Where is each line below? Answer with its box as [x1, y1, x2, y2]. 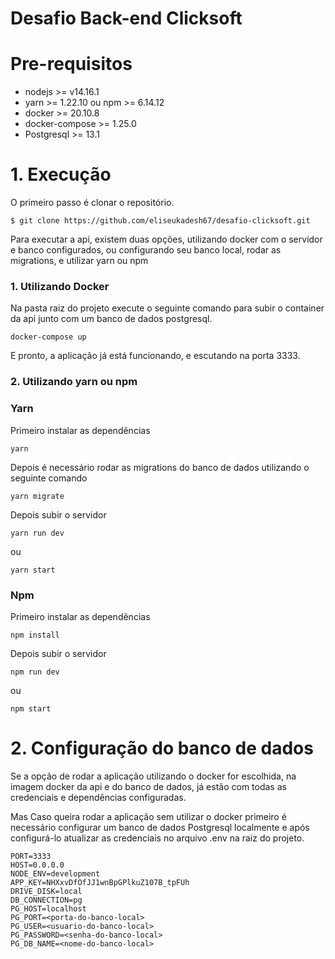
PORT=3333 [10, 851, 52, 861]
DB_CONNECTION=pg [10, 895, 83, 905]
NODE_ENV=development [10, 868, 101, 879]
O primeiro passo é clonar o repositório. [10, 197, 175, 209]
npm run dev [10, 667, 60, 677]
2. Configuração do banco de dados [10, 737, 314, 760]
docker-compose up [10, 332, 87, 342]
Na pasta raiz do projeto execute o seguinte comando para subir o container [10, 302, 325, 314]
